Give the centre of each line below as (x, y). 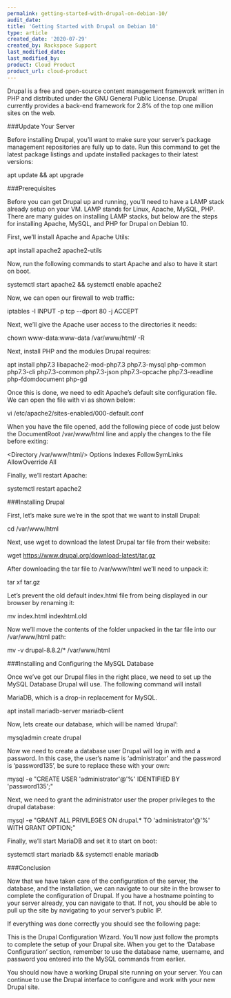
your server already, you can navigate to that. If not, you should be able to (112, 903)
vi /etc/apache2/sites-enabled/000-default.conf (76, 413)
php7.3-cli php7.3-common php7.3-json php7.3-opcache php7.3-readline (110, 371)
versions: (20, 161)
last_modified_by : (33, 59)
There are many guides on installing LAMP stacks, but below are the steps (113, 216)
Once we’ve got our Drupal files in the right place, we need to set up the (109, 677)
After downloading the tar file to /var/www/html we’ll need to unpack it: (108, 569)
